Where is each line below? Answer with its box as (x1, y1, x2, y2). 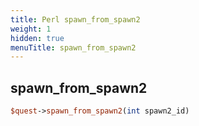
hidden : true (10, 33, 65, 43)
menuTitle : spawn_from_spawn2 (10, 42, 137, 53)
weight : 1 (10, 24, 52, 34)
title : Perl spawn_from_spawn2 (10, 14, 141, 25)
